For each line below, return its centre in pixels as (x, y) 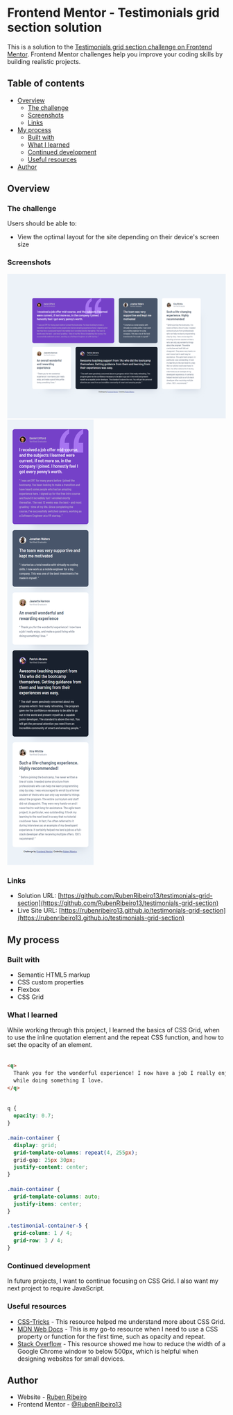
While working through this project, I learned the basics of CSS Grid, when (113, 1030)
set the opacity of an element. (50, 1045)
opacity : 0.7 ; (34, 1116)
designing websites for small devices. (71, 1359)
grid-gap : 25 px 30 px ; (45, 1160)
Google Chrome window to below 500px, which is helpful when (108, 1351)
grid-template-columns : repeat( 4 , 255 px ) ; (76, 1153)
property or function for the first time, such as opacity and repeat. (111, 1336)
